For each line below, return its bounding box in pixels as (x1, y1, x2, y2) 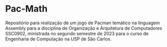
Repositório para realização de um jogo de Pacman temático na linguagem (5, 20, 160, 26)
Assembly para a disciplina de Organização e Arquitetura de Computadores (5, 25, 162, 31)
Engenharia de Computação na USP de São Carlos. (5, 36, 112, 42)
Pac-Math (5, 3, 48, 15)
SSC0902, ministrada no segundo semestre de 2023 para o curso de (5, 30, 149, 36)
